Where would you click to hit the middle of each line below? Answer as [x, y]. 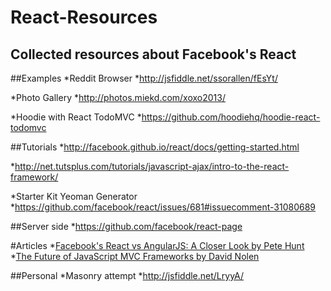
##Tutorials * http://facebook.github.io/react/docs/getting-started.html [155, 147]
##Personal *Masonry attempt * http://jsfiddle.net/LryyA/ [127, 275]
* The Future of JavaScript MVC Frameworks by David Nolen [135, 256]
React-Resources [84, 17]
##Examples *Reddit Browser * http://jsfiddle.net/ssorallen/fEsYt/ [144, 78]
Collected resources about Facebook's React [153, 54]
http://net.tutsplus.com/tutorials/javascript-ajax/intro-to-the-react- [152, 166]
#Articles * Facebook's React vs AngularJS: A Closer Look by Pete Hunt [157, 245]
